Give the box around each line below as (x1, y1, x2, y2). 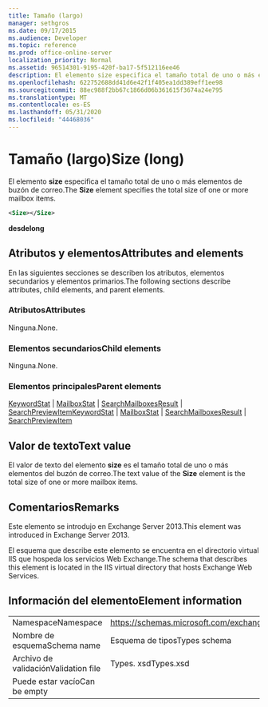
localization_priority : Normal (8, 57, 112, 65)
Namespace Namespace (12, 617, 103, 628)
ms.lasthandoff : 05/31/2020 (8, 109, 102, 117)
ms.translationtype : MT (8, 93, 88, 101)
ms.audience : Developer (8, 34, 88, 42)
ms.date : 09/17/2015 (8, 26, 77, 34)
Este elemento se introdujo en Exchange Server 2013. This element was (8, 522, 242, 531)
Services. (8, 571, 40, 581)
